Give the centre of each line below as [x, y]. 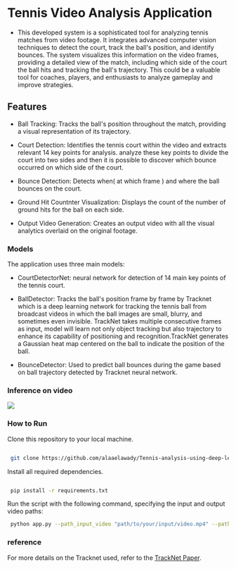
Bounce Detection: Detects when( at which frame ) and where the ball [118, 181]
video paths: [25, 511]
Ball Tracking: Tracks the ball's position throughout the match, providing [122, 124]
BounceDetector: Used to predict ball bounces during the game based [119, 365]
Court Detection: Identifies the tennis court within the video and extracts [122, 145]
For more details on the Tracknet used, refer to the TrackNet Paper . [104, 558]
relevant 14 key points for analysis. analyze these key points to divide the [123, 152]
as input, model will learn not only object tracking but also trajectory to [119, 329]
